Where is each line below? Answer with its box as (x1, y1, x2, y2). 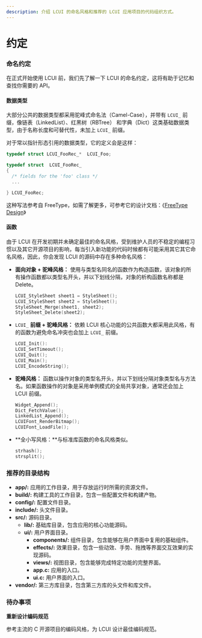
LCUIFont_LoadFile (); (14, 424, 69, 430)
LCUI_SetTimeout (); (14, 347, 64, 353)
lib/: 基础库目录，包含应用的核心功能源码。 (23, 521, 131, 528)
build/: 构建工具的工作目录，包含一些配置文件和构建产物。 (14, 491, 160, 498)
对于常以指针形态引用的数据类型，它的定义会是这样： (6, 139, 138, 146)
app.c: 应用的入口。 (32, 566, 83, 574)
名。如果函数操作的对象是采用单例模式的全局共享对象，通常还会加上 (14, 382, 184, 389)
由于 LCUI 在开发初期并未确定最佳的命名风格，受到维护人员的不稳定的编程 (6, 238, 190, 245)
